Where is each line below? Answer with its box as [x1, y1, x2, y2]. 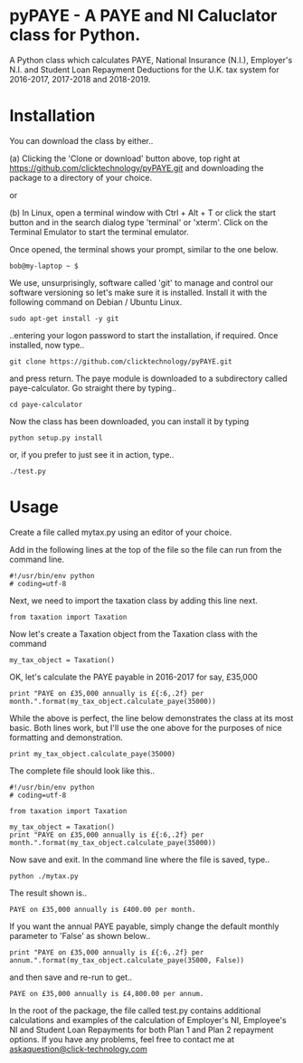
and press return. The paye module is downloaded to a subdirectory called [9, 373, 288, 384]
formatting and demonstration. [9, 732, 124, 743]
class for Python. [9, 24, 141, 45]
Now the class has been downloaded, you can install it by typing [9, 415, 250, 426]
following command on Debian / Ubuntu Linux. [9, 296, 183, 308]
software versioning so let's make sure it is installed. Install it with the [9, 287, 268, 298]
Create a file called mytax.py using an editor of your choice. [9, 527, 232, 537]
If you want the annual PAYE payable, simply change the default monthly [9, 920, 279, 932]
